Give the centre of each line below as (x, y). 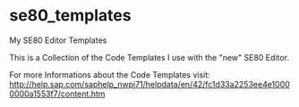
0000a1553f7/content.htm (57, 94)
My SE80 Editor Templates (58, 40)
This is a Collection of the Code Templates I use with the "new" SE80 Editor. (149, 57)
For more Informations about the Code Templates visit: (110, 74)
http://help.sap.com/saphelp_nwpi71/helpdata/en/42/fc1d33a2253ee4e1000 (150, 84)
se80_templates (70, 16)
